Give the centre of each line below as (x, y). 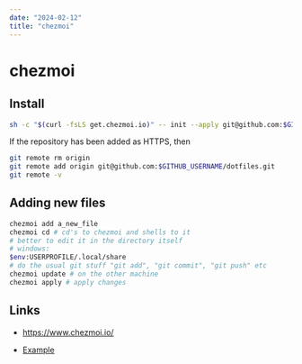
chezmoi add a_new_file (54, 223)
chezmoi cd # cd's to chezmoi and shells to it (100, 232)
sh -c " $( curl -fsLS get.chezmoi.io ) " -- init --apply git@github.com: (146, 124)
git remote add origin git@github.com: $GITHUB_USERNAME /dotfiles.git (142, 167)
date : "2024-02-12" (46, 18)
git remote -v (36, 175)
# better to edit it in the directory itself (96, 241)
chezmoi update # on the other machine (84, 274)
